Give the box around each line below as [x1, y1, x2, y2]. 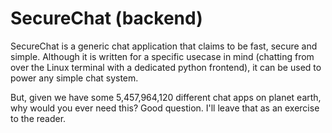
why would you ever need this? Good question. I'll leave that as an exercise [10, 102, 320, 114]
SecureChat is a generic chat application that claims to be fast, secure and [10, 40, 318, 52]
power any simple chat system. [10, 72, 139, 84]
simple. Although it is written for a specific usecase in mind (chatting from [10, 50, 315, 62]
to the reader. [10, 112, 67, 124]
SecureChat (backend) [10, 7, 203, 30]
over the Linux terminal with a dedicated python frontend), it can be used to [10, 61, 322, 73]
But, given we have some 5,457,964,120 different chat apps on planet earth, [10, 91, 322, 103]
